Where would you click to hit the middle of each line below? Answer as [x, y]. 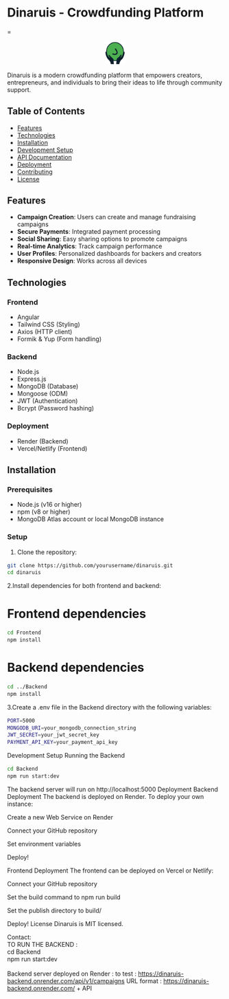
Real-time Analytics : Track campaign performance [89, 246]
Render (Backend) [43, 441]
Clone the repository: [47, 552]
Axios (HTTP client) [45, 332]
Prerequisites [30, 490]
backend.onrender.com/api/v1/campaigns [66, 980]
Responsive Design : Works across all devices [82, 261]
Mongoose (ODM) [43, 394]
